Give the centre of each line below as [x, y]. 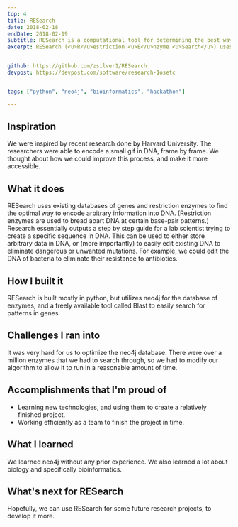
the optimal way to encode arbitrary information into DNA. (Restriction [109, 213]
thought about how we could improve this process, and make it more [107, 159]
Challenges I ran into [54, 336]
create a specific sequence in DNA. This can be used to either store [106, 236]
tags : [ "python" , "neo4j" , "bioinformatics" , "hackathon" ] [96, 92]
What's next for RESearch [66, 491]
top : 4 [17, 14]
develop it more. [31, 516]
